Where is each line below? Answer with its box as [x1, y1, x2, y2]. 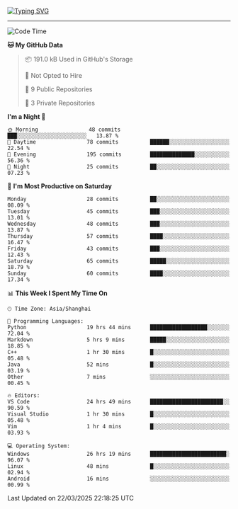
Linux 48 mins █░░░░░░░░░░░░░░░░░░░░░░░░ [7, 463, 230, 470]
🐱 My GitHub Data [7, 41, 64, 49]
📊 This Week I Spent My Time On [7, 289, 108, 297]
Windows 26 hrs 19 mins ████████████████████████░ [7, 450, 230, 457]
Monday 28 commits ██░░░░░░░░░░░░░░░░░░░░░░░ [7, 195, 230, 202]
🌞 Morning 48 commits [7, 126, 121, 133]
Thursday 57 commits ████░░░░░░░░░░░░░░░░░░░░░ [7, 233, 230, 240]
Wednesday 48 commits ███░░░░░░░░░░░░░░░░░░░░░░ [7, 220, 230, 227]
